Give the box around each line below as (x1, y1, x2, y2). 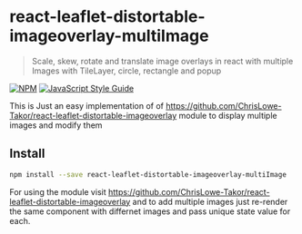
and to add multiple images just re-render (132, 196, 288, 207)
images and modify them (9, 120, 103, 131)
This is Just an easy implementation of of (9, 100, 165, 111)
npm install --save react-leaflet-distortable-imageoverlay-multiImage (9, 170, 287, 179)
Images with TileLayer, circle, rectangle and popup (31, 65, 222, 76)
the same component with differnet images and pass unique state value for (9, 206, 291, 217)
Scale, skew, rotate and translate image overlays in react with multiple (31, 55, 294, 66)
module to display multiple (178, 110, 277, 121)
